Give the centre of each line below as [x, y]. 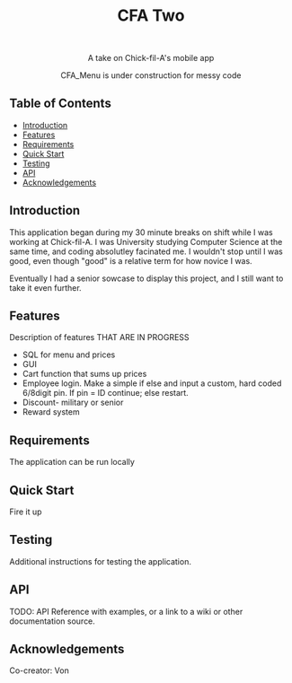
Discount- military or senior [73, 403]
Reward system [51, 412]
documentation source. [53, 621]
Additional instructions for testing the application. [100, 561]
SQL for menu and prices [69, 355]
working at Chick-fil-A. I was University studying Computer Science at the [146, 241]
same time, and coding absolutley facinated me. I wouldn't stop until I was [146, 251]
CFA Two [151, 16]
